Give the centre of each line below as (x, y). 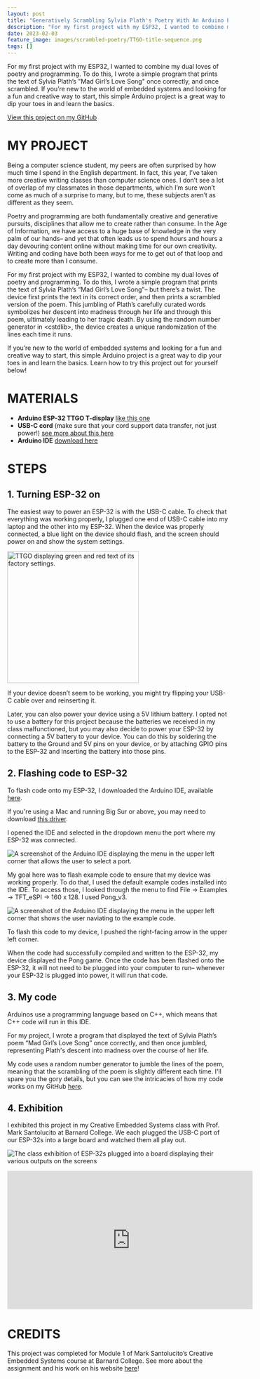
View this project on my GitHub (52, 117)
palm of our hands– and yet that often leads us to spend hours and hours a (115, 238)
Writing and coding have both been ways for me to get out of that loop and (115, 253)
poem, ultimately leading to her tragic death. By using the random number (114, 319)
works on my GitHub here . (45, 1086)
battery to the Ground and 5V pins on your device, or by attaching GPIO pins (117, 744)
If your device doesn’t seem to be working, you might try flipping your (108, 693)
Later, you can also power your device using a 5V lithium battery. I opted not (117, 714)
